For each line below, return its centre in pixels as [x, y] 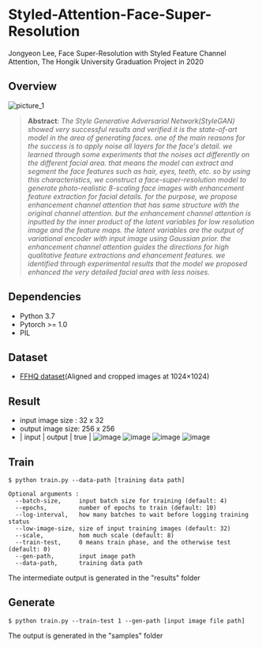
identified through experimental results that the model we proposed [137, 263]
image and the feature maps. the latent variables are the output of [135, 230]
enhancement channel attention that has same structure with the [133, 205]
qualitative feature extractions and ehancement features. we [126, 255]
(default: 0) [30, 549]
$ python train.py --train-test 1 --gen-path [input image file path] [127, 621]
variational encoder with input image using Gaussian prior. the [129, 238]
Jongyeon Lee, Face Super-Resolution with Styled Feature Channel [117, 53]
